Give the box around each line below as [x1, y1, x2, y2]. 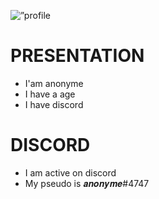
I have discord [24, 98, 84, 110]
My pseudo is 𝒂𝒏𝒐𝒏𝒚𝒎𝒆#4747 [24, 177, 150, 189]
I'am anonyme [24, 77, 84, 89]
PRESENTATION [10, 45, 145, 67]
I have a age [24, 88, 76, 100]
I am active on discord [24, 166, 117, 179]
